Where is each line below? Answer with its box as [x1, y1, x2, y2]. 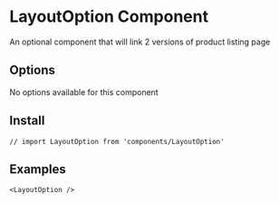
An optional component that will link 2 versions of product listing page [9, 36, 271, 47]
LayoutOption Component [9, 6, 209, 27]
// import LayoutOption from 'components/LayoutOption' [9, 137, 225, 146]
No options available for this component [9, 86, 159, 97]
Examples [9, 161, 66, 177]
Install [9, 113, 45, 129]
